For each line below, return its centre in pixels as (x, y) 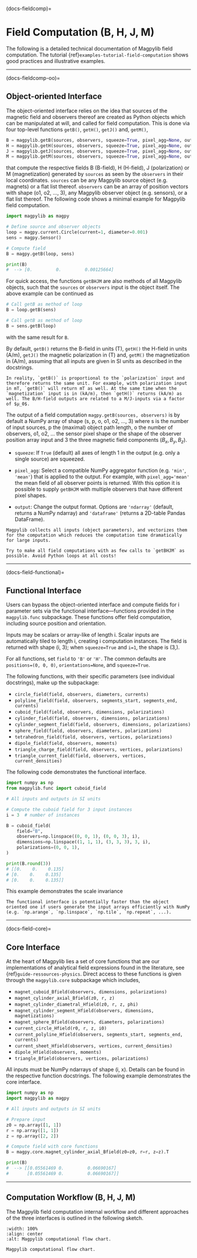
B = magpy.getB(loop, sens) (40, 254)
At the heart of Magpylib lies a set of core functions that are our (83, 961)
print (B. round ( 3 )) (28, 863)
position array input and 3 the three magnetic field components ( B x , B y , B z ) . (97, 440)
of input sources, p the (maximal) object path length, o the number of (89, 427)
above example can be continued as (50, 294)
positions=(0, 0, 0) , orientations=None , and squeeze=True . (78, 665)
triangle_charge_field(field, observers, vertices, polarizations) (98, 750)
